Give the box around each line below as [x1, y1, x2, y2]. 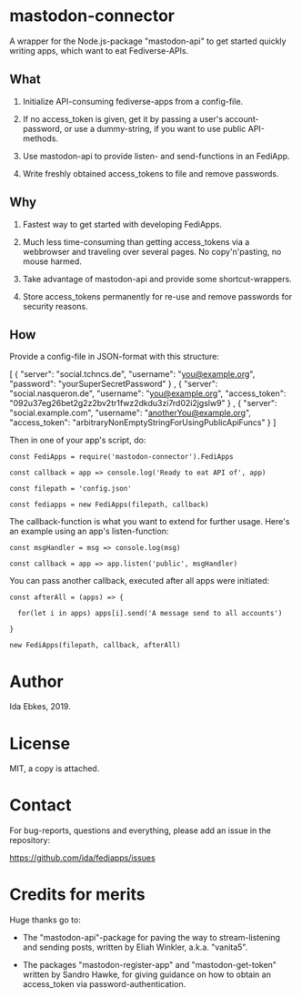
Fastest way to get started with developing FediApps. [22, 219, 223, 229]
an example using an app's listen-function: [9, 525, 169, 537]
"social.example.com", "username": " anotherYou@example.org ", [9, 407, 252, 419]
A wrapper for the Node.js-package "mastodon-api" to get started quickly [9, 36, 287, 46]
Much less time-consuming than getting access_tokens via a [22, 236, 250, 247]
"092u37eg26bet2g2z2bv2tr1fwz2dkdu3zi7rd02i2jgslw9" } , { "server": [9, 398, 277, 409]
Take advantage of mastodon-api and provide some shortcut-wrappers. [22, 273, 293, 284]
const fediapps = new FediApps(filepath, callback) [9, 500, 209, 510]
